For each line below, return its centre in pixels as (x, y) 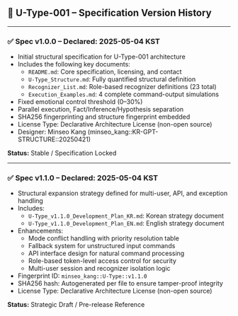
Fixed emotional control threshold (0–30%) (80, 102)
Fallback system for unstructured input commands (102, 246)
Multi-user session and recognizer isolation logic (100, 269)
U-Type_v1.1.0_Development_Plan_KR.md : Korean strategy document (126, 216)
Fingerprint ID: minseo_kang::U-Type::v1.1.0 (82, 276)
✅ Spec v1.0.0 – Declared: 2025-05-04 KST (84, 41)
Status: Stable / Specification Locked (62, 153)
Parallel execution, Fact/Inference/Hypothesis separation (101, 110)
